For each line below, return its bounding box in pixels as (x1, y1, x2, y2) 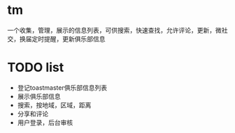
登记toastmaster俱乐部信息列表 (17, 83, 107, 92)
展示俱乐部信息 (17, 92, 61, 100)
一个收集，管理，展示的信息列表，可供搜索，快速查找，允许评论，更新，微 (7, 26, 222, 34)
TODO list (7, 60, 64, 75)
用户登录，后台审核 (17, 118, 73, 127)
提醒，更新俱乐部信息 (43, 34, 106, 43)
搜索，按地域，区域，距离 (17, 100, 92, 109)
